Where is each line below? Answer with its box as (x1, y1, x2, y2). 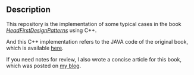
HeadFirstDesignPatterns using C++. (6, 27, 97, 34)
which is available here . (6, 44, 64, 51)
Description (6, 5, 51, 15)
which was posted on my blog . (6, 62, 82, 69)
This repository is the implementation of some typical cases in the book (6, 20, 182, 27)
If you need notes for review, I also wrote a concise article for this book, (6, 56, 182, 63)
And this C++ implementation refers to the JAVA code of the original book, (6, 38, 189, 45)
